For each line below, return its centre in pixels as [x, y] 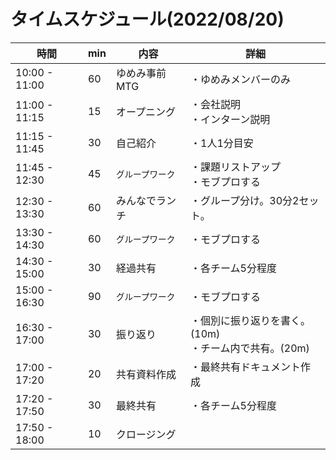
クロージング [146, 434]
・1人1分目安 [222, 143]
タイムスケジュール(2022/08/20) [147, 19]
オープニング [145, 112]
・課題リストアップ [236, 167]
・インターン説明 [230, 119]
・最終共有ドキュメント [246, 367]
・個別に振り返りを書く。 [251, 320]
